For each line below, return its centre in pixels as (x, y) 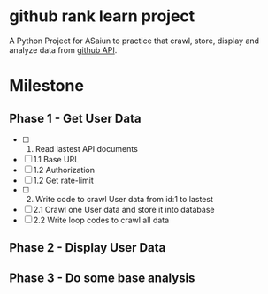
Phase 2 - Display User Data (88, 248)
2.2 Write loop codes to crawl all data (101, 220)
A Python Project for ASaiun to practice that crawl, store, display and (134, 41)
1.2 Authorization (64, 170)
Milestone (46, 86)
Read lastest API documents (87, 148)
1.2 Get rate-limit (64, 180)
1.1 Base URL (56, 159)
